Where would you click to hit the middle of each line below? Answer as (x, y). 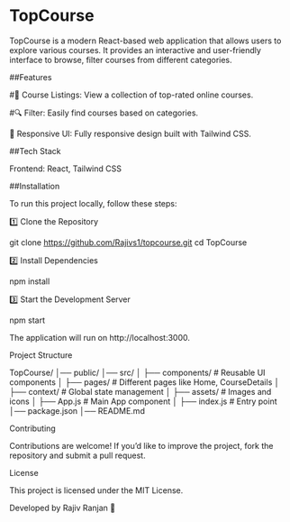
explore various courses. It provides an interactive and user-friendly (135, 50)
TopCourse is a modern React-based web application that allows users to (145, 41)
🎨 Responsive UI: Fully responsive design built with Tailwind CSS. (131, 133)
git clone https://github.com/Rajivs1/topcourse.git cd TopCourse (128, 242)
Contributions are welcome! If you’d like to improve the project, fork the (141, 445)
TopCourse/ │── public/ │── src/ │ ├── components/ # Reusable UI (137, 372)
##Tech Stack (35, 151)
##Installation (35, 186)
